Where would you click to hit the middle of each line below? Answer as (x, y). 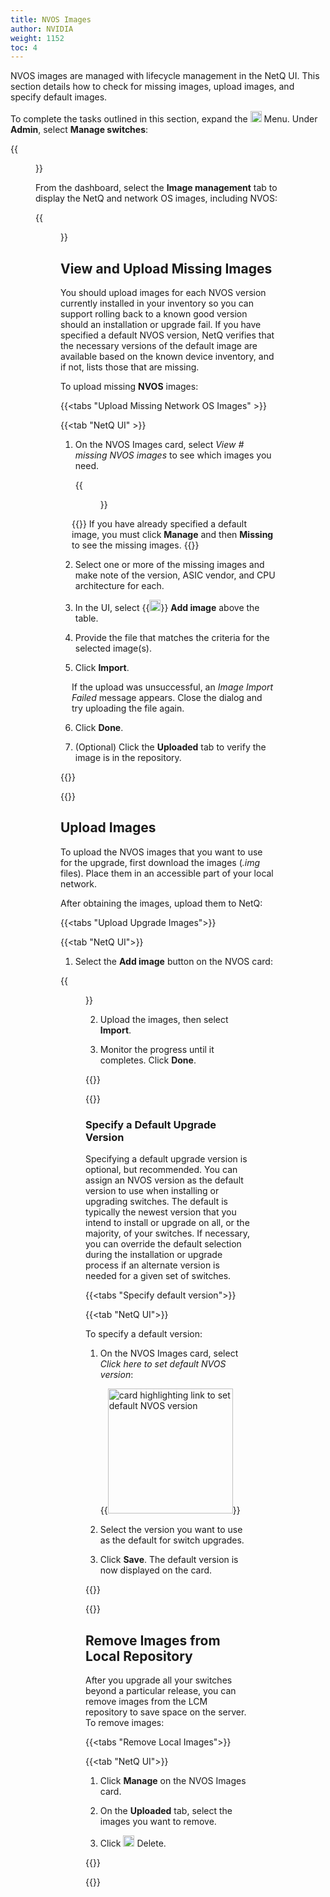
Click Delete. (133, 1843)
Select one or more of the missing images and (169, 565)
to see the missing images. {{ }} (135, 545)
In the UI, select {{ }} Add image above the (167, 608)
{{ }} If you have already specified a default (159, 524)
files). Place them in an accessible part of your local (167, 873)
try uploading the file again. (128, 708)
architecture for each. (119, 586)
